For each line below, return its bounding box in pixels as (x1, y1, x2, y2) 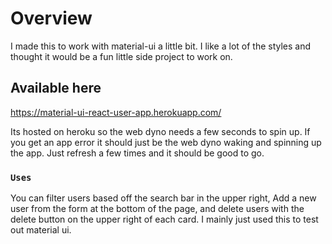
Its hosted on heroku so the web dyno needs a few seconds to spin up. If (10, 125, 311, 137)
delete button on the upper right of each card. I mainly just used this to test (10, 213, 319, 226)
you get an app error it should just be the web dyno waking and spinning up (10, 136, 322, 148)
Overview (10, 7, 93, 30)
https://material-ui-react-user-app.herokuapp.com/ (10, 106, 222, 118)
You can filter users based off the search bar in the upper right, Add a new (10, 192, 317, 204)
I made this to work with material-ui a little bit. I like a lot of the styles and (10, 40, 312, 52)
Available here (10, 80, 102, 97)
